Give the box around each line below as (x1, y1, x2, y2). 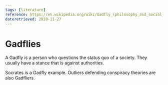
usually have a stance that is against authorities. (5, 60, 104, 66)
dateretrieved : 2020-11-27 (5, 16, 61, 21)
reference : (5, 12, 28, 17)
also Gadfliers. (5, 75, 35, 81)
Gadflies (5, 38, 41, 49)
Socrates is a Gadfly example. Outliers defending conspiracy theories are (5, 69, 156, 75)
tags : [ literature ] (5, 7, 46, 12)
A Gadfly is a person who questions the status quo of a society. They (5, 54, 147, 60)
